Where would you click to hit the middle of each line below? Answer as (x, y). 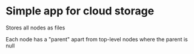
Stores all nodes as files (35, 28)
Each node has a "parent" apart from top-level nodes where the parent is (97, 39)
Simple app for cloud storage (80, 11)
